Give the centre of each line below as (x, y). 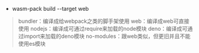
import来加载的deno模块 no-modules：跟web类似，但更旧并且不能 (107, 36)
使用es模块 (32, 44)
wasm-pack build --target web (50, 9)
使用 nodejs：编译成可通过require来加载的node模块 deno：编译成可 (103, 29)
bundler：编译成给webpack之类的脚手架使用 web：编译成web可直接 (104, 21)
